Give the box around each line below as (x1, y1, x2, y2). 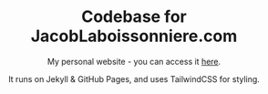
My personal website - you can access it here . (46, 56, 222, 67)
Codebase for (80, 6, 188, 27)
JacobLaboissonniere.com (30, 26, 238, 47)
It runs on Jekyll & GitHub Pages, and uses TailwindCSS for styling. (7, 73, 261, 84)
